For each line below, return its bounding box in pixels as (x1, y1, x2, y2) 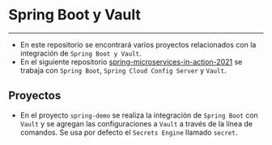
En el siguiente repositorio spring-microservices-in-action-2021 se (19, 56, 243, 66)
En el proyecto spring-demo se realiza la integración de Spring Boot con (19, 110, 259, 120)
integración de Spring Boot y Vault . (19, 48, 142, 58)
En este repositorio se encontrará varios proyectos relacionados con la (19, 39, 257, 49)
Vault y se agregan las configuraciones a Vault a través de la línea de (19, 118, 253, 128)
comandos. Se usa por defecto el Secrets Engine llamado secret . (19, 127, 238, 137)
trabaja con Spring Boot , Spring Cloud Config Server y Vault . (19, 65, 227, 75)
